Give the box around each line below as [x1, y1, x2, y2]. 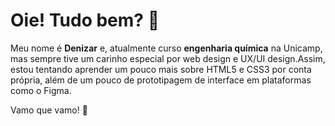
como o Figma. [10, 84, 72, 96]
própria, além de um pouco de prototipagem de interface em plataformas [10, 74, 312, 86]
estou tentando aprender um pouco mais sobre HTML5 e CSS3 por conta [10, 63, 312, 75]
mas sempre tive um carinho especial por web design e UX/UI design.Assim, [10, 52, 326, 64]
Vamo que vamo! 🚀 [10, 104, 88, 116]
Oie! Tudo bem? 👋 [10, 9, 160, 32]
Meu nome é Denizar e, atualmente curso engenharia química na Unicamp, [10, 42, 323, 54]
